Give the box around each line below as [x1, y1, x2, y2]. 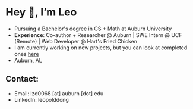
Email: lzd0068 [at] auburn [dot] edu [14, 89, 104, 97]
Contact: [5, 74, 39, 84]
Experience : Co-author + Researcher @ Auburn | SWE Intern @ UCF [14, 31, 182, 38]
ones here [14, 50, 39, 57]
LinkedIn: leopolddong [14, 96, 69, 103]
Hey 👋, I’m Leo [5, 5, 77, 19]
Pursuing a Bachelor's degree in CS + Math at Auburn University [14, 25, 172, 32]
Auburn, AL [14, 57, 42, 64]
